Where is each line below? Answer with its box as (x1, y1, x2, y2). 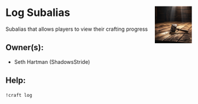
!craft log (5, 92, 33, 98)
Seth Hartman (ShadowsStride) (14, 58, 90, 65)
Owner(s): (5, 43, 44, 53)
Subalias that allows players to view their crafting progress (5, 25, 148, 32)
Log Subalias (5, 6, 70, 19)
